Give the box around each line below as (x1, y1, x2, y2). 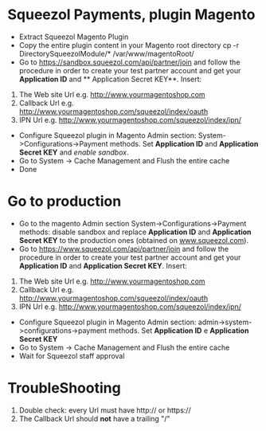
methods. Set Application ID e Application (108, 325, 249, 335)
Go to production (7, 193, 122, 210)
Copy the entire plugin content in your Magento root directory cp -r (18, 40, 240, 49)
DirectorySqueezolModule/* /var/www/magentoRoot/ (18, 49, 194, 58)
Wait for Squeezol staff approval (18, 351, 125, 360)
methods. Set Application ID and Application (109, 139, 259, 148)
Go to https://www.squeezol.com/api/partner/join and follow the (18, 244, 229, 253)
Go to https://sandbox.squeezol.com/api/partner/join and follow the (18, 57, 241, 67)
